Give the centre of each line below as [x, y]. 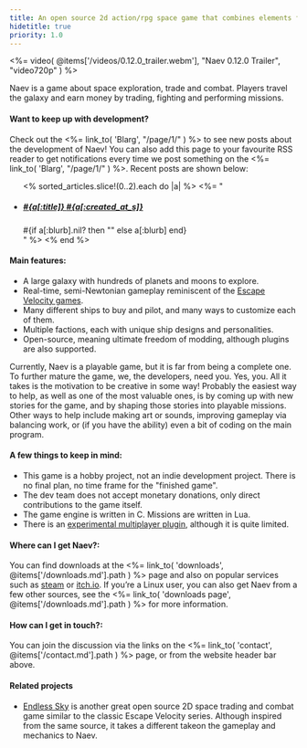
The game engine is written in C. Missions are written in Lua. [137, 514]
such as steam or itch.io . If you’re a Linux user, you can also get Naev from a [153, 585]
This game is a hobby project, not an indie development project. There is [159, 475]
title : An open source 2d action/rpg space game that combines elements [151, 18]
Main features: [38, 260]
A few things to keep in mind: [66, 455]
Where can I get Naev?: [55, 545]
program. [27, 434]
